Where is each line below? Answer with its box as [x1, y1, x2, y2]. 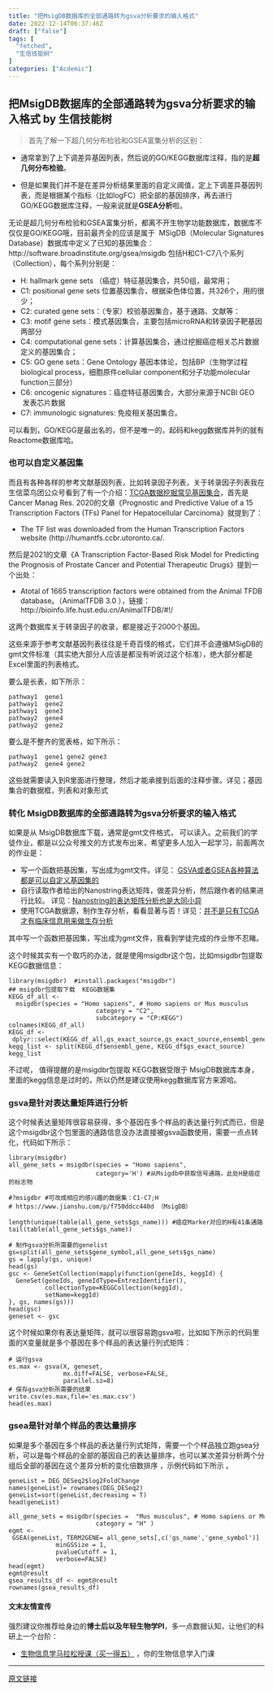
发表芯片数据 [22, 398, 66, 407]
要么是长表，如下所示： [8, 676, 87, 686]
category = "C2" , [95, 1007, 154, 1015]
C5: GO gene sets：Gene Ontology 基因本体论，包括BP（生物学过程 [19, 357, 248, 367]
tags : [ [8, 34, 35, 43]
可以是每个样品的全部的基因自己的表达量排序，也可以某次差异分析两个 [22, 1450, 258, 1460]
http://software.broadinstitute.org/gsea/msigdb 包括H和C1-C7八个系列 [8, 248, 244, 258]
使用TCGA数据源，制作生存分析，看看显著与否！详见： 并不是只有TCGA [19, 906, 260, 915]
